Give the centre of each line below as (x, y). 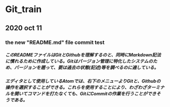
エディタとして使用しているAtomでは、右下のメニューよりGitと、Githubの (83, 81)
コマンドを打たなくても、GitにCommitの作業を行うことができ (92, 94)
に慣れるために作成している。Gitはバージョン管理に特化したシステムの (79, 61)
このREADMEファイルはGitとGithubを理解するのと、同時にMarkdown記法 (83, 55)
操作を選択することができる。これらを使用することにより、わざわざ (76, 87)
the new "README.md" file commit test (55, 42)
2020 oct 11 (24, 28)
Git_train (24, 9)
